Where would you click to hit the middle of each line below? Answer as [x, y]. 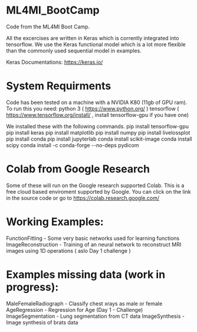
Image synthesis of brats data [42, 322]
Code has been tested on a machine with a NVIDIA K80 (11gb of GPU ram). [97, 102]
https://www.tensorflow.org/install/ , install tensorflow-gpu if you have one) [98, 115]
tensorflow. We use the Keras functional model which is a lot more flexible [96, 44]
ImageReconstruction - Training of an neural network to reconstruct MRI [94, 244]
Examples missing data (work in [86, 274]
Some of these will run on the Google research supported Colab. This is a [95, 185]
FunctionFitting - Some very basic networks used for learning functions [93, 238]
